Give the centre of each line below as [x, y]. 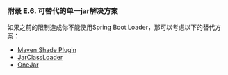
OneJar [28, 65]
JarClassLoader [40, 58]
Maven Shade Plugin [47, 50]
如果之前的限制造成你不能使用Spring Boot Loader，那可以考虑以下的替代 [111, 27]
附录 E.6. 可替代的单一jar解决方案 [63, 10]
